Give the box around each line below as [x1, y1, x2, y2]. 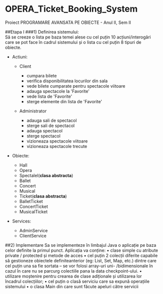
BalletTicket [19, 198, 43, 204]
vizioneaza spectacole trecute [26, 143, 88, 149]
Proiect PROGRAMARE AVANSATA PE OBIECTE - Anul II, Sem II [5, 19, 131, 25]
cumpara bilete [26, 73, 57, 78]
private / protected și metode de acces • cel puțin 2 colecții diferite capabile [5, 252, 158, 258]
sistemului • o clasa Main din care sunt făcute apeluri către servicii [5, 283, 139, 289]
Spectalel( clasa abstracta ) [19, 172, 73, 178]
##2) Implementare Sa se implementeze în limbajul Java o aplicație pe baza [5, 242, 157, 248]
